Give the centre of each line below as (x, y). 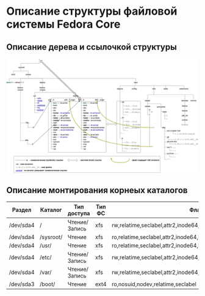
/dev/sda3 (22, 284)
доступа (79, 213)
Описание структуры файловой (92, 11)
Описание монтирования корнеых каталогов (97, 190)
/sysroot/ (51, 237)
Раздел (22, 210)
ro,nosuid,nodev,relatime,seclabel (154, 284)
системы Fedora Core (63, 24)
